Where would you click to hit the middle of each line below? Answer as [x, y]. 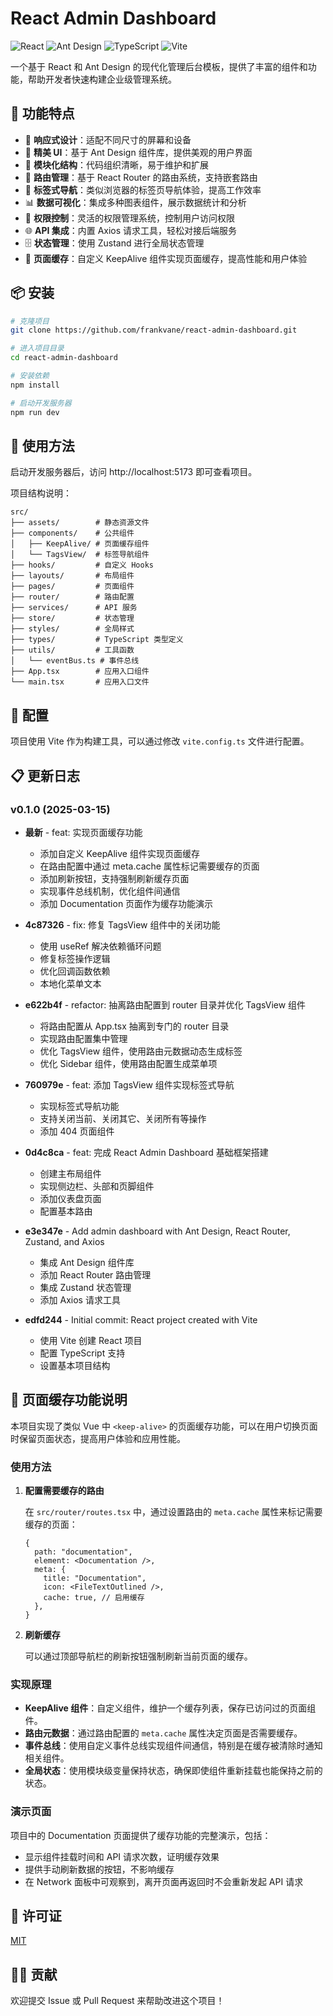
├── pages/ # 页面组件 [72, 587]
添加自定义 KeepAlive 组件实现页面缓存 [119, 853]
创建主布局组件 [70, 1173]
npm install [35, 385]
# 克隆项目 [30, 321]
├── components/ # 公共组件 [72, 533]
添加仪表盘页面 [70, 1198]
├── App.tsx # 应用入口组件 [80, 672]
